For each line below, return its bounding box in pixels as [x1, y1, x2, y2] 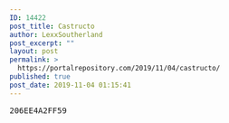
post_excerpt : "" [9, 38, 75, 48]
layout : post [9, 47, 59, 56]
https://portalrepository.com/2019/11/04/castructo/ [17, 64, 221, 73]
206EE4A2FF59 [9, 105, 68, 116]
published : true [9, 72, 71, 81]
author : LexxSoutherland [9, 30, 103, 39]
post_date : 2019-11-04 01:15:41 [9, 80, 131, 90]
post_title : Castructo [9, 22, 95, 31]
